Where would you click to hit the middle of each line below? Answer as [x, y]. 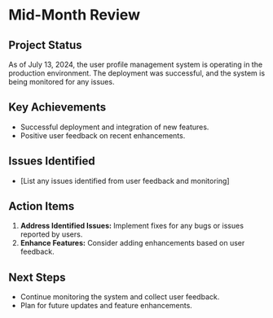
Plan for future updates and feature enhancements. [106, 306]
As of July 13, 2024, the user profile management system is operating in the [136, 64]
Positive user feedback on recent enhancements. [103, 135]
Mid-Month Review [75, 15]
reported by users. [51, 234]
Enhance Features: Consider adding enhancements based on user [132, 243]
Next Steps [37, 277]
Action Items [42, 206]
